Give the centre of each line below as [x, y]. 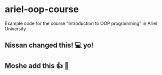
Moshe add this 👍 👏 [37, 66]
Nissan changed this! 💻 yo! [49, 45]
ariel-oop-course [42, 9]
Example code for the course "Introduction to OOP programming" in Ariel [81, 23]
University [15, 28]
